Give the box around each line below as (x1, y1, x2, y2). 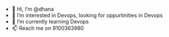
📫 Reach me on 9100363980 (11, 25, 84, 32)
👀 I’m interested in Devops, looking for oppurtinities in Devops (11, 12, 163, 19)
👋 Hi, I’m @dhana (11, 6, 55, 12)
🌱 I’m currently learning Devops (11, 18, 89, 25)
